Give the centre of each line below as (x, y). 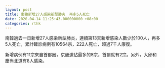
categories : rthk (23, 23)
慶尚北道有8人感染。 (26, 61)
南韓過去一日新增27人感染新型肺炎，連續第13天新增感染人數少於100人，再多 (83, 38)
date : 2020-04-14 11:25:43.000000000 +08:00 (52, 19)
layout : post (19, 10)
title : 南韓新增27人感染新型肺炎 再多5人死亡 (47, 14)
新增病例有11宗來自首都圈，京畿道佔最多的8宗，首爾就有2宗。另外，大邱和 (81, 55)
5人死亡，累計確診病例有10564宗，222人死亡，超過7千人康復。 (70, 44)
